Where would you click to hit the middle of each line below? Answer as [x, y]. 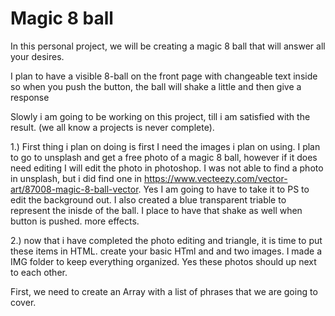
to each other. [39, 272]
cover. [23, 302]
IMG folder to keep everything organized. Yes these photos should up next [163, 261]
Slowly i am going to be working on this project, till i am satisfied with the [160, 116]
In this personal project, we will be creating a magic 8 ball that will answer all [168, 46]
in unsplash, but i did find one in [76, 178]
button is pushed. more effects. [75, 221]
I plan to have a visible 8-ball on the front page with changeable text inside [164, 76]
